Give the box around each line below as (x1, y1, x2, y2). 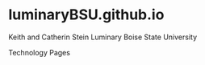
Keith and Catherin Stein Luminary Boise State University (8, 32, 198, 42)
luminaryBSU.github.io (8, 6, 165, 24)
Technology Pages (8, 47, 71, 57)
